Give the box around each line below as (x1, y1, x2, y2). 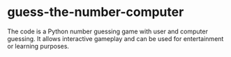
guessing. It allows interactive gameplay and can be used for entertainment (7, 34, 224, 42)
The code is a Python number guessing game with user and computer (7, 27, 208, 35)
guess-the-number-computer (7, 4, 184, 20)
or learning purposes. (7, 42, 70, 50)
